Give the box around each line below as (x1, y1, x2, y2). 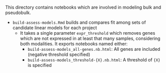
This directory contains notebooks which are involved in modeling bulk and (5, 5, 161, 10)
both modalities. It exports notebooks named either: (20, 41, 128, 47)
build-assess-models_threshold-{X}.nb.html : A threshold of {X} (27, 57, 160, 62)
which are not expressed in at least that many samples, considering (20, 35, 160, 41)
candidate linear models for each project (12, 25, 97, 31)
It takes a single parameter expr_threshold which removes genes (20, 30, 155, 36)
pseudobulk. (5, 10, 31, 16)
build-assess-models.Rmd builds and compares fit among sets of (12, 20, 146, 25)
